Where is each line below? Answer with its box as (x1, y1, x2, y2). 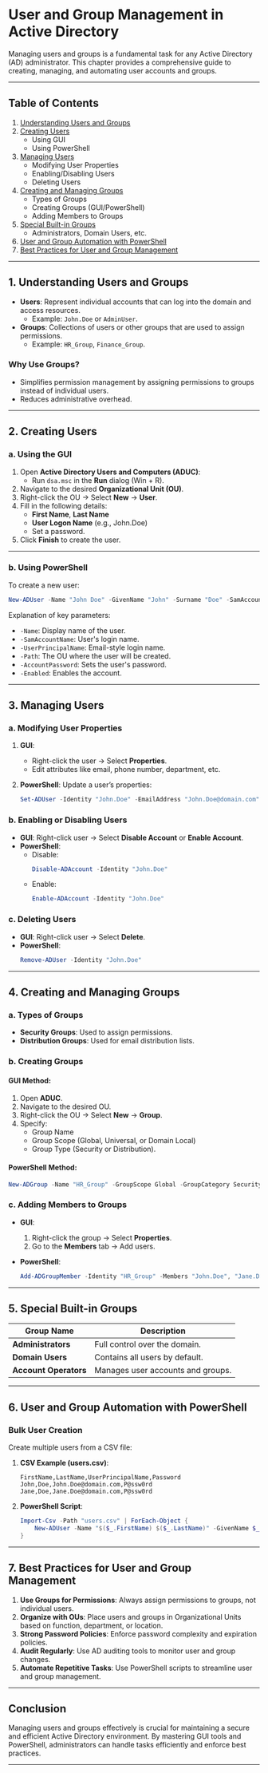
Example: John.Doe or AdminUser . (31, 314, 138, 323)
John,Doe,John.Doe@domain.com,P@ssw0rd (19, 1481, 153, 1489)
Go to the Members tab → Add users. (31, 1241, 156, 1251)
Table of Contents (8, 97, 100, 110)
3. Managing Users (8, 699, 104, 712)
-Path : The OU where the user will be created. (19, 651, 171, 660)
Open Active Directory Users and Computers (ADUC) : (19, 467, 201, 477)
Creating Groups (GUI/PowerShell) (31, 202, 145, 212)
